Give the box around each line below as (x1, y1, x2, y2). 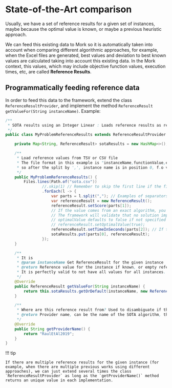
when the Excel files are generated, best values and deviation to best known (5, 52, 166, 58)
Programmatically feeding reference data (5, 84, 140, 92)
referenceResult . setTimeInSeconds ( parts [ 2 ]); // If (51, 227, 164, 232)
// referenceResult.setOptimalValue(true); (51, 222, 145, 228)
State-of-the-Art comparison (5, 4, 132, 15)
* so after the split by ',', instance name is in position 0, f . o (16, 165, 164, 170)
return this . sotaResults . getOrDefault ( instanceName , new (24, 289, 147, 294)
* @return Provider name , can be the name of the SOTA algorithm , (16, 312, 161, 317)
